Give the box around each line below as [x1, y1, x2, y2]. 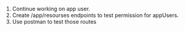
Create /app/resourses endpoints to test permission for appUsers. [12, 12, 179, 19]
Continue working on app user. [12, 5, 91, 12]
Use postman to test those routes [12, 18, 97, 25]
